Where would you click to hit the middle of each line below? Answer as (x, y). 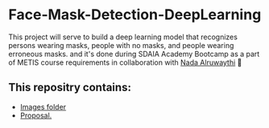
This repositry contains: (70, 88)
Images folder (43, 106)
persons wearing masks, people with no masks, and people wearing (121, 45)
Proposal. (36, 115)
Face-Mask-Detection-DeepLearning (135, 15)
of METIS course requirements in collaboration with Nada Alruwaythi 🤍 (125, 62)
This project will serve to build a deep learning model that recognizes (123, 37)
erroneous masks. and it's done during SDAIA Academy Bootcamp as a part (134, 54)
